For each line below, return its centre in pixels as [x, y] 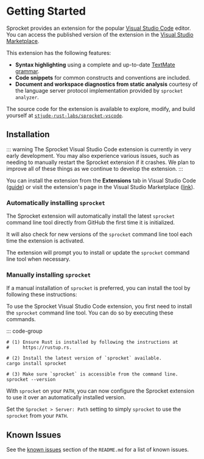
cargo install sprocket [37, 364]
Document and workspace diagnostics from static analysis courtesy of [106, 84]
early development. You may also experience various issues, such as [93, 155]
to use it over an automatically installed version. [66, 397]
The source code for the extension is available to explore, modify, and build [101, 109]
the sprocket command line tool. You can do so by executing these [90, 313]
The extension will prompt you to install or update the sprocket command [98, 253]
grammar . [27, 71]
